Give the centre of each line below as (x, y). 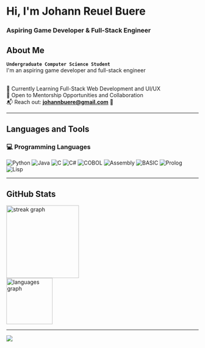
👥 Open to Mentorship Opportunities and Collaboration (75, 95)
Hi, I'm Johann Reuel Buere (76, 11)
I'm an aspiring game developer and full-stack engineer (76, 70)
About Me (25, 50)
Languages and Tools (48, 129)
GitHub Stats (31, 194)
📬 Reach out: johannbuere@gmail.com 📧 (60, 102)
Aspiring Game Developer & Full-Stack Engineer (79, 31)
